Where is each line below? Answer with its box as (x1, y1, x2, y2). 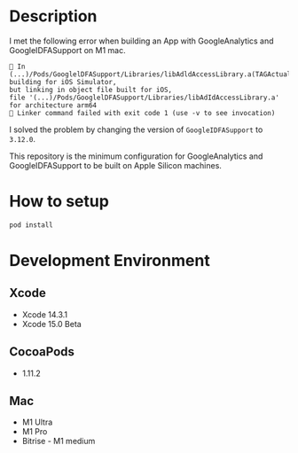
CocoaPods (9, 344, 75, 360)
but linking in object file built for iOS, (9, 85, 173, 94)
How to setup (9, 191, 109, 212)
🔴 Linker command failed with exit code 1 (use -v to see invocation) (9, 108, 276, 117)
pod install (9, 220, 53, 230)
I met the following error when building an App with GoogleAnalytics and (9, 35, 274, 46)
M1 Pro (21, 426, 48, 437)
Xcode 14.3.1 (21, 309, 68, 320)
